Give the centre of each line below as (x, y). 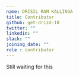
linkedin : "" (22, 34)
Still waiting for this (30, 67)
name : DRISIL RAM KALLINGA (39, 11)
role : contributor (30, 50)
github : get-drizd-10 (33, 22)
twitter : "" (21, 28)
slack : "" (18, 39)
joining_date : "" (28, 45)
